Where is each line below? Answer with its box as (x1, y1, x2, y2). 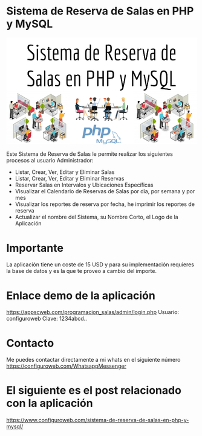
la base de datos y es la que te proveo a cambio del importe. (6, 268, 157, 275)
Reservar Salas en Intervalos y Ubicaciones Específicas (15, 181, 154, 188)
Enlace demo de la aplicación (6, 289, 155, 303)
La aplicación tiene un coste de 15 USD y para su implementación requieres (6, 261, 195, 268)
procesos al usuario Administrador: (6, 157, 94, 164)
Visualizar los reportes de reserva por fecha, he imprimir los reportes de (15, 200, 195, 208)
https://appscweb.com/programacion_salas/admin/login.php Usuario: (6, 309, 180, 316)
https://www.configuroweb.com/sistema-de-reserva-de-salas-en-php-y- (6, 417, 189, 424)
